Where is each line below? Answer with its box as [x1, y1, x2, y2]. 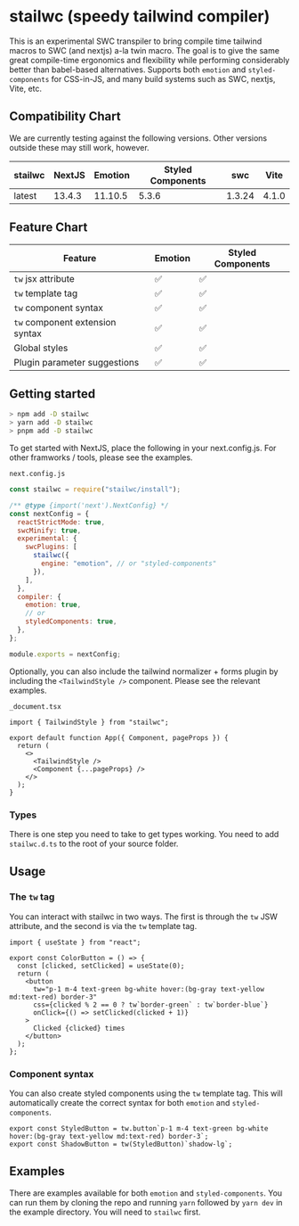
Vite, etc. [9, 83, 43, 94]
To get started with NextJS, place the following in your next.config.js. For [9, 443, 277, 453]
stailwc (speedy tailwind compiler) [9, 6, 271, 27]
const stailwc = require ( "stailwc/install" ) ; [9, 485, 181, 494]
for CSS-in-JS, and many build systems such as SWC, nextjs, [51, 73, 276, 84]
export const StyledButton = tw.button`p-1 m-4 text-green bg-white [9, 1123, 269, 1133]
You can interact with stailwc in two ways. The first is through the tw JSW [9, 911, 279, 922]
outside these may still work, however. [9, 142, 149, 152]
